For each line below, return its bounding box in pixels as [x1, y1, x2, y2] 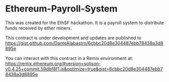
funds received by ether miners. [5, 25, 72, 31]
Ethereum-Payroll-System [5, 3, 118, 15]
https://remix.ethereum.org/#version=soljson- [5, 60, 101, 66]
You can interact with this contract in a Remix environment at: [5, 55, 133, 61]
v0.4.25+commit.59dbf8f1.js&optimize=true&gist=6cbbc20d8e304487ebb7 [5, 66, 163, 72]
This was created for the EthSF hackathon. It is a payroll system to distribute [5, 20, 164, 26]
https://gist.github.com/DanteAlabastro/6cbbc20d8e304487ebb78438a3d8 [5, 40, 163, 46]
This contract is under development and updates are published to [5, 35, 142, 41]
